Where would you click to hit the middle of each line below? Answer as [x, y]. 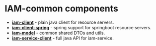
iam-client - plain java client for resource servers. [63, 22]
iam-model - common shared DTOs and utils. [58, 33]
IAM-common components [62, 9]
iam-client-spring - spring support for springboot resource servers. [81, 27]
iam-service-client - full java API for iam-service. [63, 38]
